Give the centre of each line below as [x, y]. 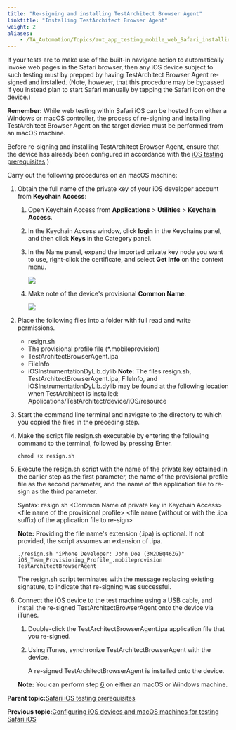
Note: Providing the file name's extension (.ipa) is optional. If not [111, 533]
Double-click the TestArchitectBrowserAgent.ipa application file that [126, 629]
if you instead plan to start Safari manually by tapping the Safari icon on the [117, 90]
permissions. [36, 328]
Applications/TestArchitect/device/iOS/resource [97, 401]
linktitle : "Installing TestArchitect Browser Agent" [88, 20]
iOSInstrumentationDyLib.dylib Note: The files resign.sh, [110, 371]
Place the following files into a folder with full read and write [104, 321]
